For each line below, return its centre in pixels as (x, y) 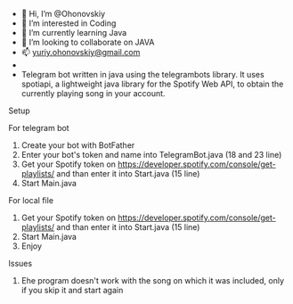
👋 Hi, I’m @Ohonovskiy (63, 14)
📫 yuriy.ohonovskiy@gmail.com (81, 52)
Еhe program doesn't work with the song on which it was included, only (153, 280)
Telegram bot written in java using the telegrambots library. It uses (142, 74)
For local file (31, 200)
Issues (20, 263)
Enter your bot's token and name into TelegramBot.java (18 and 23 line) (151, 155)
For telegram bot (39, 128)
